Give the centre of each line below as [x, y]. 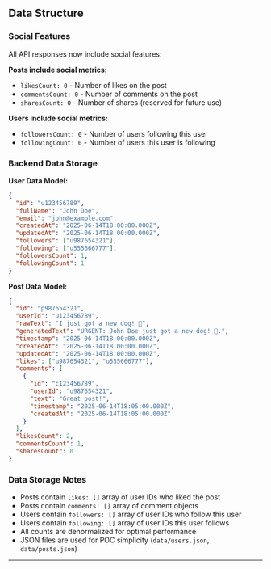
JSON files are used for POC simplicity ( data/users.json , [115, 540]
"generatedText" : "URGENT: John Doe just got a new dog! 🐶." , [122, 331]
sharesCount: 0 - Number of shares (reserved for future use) [121, 102]
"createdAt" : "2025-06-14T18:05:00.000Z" [100, 414]
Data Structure [46, 13]
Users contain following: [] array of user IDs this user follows [125, 523]
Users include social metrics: [58, 118]
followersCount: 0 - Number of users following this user [114, 133]
